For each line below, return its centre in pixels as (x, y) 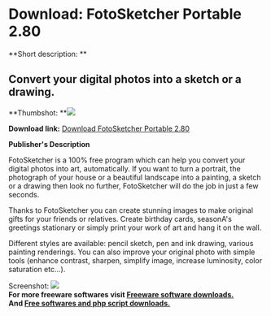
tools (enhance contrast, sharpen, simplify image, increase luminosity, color (135, 260)
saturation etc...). (37, 269)
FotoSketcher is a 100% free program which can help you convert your (127, 160)
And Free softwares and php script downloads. (90, 303)
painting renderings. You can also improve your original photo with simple (132, 252)
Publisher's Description (49, 144)
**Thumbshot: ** (38, 113)
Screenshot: (29, 286)
